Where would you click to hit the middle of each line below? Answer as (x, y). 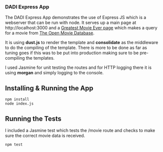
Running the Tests (33, 119)
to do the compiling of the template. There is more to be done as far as (76, 48)
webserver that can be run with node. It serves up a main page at (71, 22)
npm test (14, 144)
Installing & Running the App (49, 88)
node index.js (20, 104)
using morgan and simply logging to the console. (54, 73)
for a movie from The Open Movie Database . (50, 33)
